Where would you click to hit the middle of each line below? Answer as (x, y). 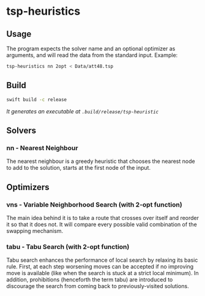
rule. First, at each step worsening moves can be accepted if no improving (100, 267)
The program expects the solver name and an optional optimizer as (91, 48)
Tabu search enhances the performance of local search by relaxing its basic (102, 260)
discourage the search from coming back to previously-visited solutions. (98, 286)
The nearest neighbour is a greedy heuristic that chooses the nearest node (101, 161)
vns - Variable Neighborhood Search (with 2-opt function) (94, 205)
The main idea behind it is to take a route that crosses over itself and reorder (103, 218)
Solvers (21, 130)
